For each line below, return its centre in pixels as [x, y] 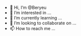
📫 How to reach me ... [32, 28]
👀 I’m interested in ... [30, 13]
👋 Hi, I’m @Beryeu [28, 8]
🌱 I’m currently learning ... [36, 18]
